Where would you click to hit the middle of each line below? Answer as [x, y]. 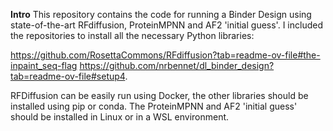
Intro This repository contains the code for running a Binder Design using [161, 14]
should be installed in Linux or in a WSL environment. [120, 117]
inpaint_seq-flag [44, 65]
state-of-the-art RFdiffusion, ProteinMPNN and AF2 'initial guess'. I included [166, 25]
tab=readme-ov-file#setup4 [68, 76]
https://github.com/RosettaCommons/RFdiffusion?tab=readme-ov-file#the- [165, 55]
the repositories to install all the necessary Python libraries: [132, 35]
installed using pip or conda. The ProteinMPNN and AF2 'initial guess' [154, 106]
